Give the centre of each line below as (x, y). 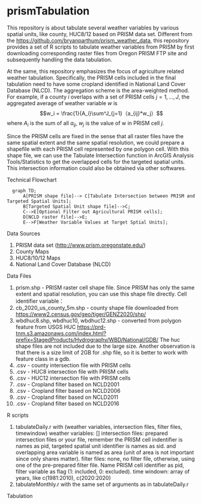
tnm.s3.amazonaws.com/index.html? (61, 333)
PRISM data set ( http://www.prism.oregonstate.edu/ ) (80, 245)
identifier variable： (40, 301)
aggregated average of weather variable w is (62, 103)
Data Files (19, 276)
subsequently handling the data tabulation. (60, 59)
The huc (170, 339)
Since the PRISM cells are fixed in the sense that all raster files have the (95, 136)
